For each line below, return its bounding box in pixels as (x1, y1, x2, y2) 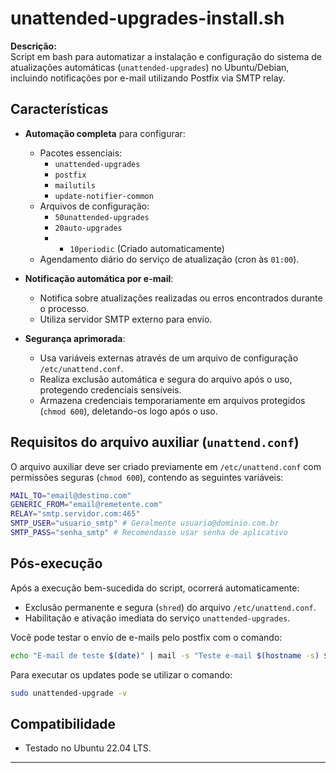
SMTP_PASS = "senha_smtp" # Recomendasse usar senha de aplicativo (10, 528, 288, 538)
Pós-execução (10, 555, 103, 572)
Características (10, 101, 109, 118)
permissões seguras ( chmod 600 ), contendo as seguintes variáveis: (10, 471, 284, 483)
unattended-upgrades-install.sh (10, 7, 285, 30)
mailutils (54, 180, 96, 191)
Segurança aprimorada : (24, 332, 126, 344)
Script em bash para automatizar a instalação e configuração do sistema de (10, 50, 322, 62)
